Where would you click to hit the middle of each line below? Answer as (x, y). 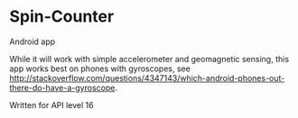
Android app (33, 41)
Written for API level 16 (51, 104)
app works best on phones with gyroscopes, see (100, 68)
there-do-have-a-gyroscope (62, 87)
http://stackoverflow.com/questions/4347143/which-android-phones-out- (147, 77)
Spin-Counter (62, 17)
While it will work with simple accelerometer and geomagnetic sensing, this (149, 59)
